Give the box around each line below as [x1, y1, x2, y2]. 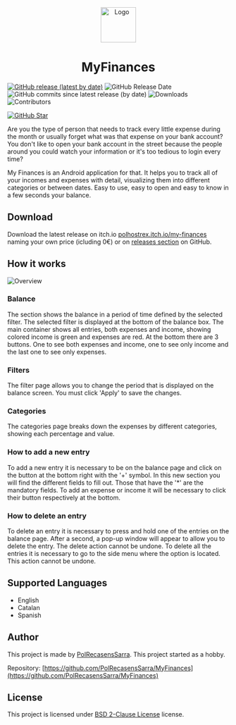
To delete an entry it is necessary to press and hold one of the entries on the [7, 527, 230, 535]
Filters [7, 365, 30, 375]
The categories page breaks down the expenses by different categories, [7, 422, 217, 430]
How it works [7, 258, 66, 270]
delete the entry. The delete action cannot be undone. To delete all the [7, 542, 211, 550]
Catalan [17, 603, 40, 612]
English [17, 595, 39, 605]
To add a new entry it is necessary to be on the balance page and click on [7, 463, 222, 471]
